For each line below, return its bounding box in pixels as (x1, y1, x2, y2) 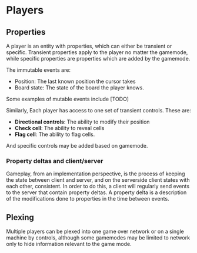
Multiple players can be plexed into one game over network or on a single (6, 228, 184, 235)
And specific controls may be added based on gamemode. (6, 142, 148, 149)
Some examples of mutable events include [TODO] (6, 95, 129, 102)
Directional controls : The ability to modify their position (14, 118, 150, 125)
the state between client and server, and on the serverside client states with (6, 177, 190, 184)
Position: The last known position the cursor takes (14, 78, 136, 85)
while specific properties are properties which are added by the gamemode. (6, 55, 191, 62)
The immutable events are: (6, 66, 71, 74)
